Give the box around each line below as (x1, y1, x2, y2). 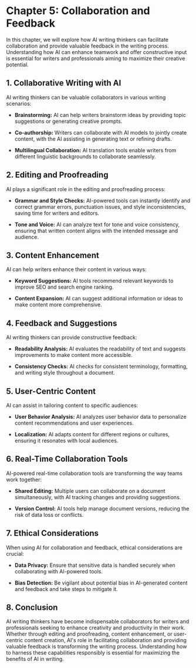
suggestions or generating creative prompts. (14, 118, 123, 125)
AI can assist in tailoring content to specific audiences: (6, 402, 138, 409)
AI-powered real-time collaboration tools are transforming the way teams (6, 469, 183, 477)
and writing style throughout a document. (14, 369, 116, 376)
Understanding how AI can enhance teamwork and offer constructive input (6, 48, 187, 55)
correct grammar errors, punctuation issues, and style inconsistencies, (14, 203, 186, 210)
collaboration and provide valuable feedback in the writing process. (6, 42, 169, 49)
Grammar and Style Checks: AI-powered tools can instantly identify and (14, 197, 191, 204)
